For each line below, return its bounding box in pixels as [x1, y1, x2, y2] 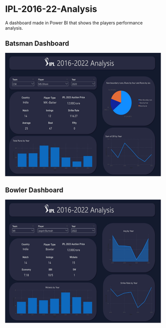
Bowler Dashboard [5, 186, 64, 195]
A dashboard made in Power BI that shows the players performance [5, 20, 143, 26]
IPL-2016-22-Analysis [5, 3, 97, 15]
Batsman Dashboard [5, 40, 69, 48]
